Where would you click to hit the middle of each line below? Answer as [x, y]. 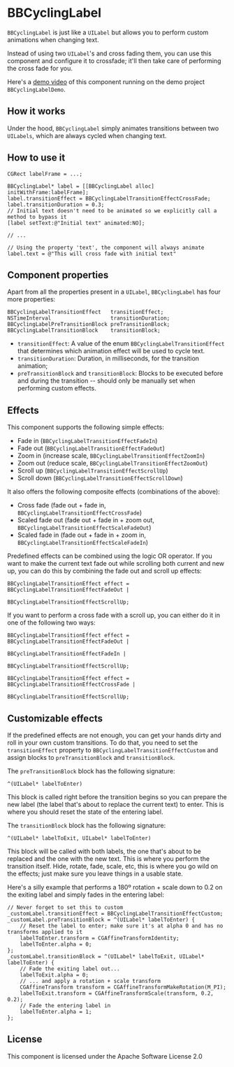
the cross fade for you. [40, 68]
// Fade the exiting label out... [70, 969]
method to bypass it [37, 217]
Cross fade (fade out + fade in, [61, 505]
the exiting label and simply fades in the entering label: [86, 895]
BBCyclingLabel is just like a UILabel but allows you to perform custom [108, 32]
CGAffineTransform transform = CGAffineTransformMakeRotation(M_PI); [123, 987]
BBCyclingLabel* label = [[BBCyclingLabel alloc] [81, 186]
